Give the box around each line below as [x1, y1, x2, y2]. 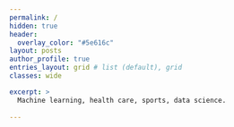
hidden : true [9, 21, 58, 30]
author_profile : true [9, 55, 91, 63]
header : [9, 30, 39, 38]
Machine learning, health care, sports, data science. [17, 96, 227, 105]
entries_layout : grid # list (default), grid [9, 63, 182, 72]
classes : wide [9, 72, 63, 80]
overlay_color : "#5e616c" [17, 38, 115, 47]
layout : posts [9, 47, 63, 55]
